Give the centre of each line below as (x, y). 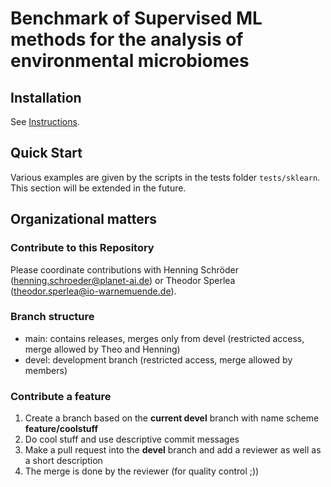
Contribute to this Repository (82, 248)
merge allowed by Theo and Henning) (102, 349)
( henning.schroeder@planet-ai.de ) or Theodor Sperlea (123, 280)
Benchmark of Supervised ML (136, 18)
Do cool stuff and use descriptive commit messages (132, 439)
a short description (63, 461)
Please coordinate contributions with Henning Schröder (124, 269)
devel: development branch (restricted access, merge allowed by (158, 359)
